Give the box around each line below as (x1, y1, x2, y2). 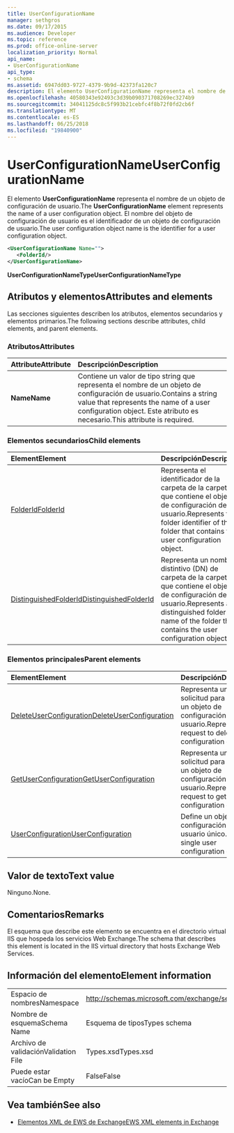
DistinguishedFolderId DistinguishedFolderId (10, 594, 155, 604)
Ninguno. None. (7, 888, 51, 897)
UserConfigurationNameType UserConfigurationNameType (7, 270, 182, 279)
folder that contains (160, 527, 225, 537)
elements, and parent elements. (7, 324, 98, 332)
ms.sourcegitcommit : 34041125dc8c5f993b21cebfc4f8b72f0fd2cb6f (7, 101, 195, 108)
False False (86, 1071, 120, 1081)
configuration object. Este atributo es (77, 406, 199, 416)
